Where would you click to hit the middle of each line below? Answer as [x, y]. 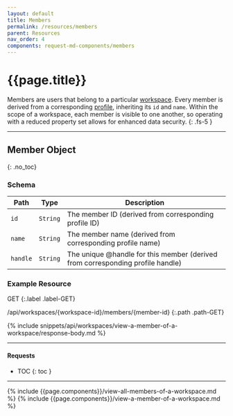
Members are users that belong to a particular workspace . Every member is [115, 99]
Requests [21, 356]
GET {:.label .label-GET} [41, 299]
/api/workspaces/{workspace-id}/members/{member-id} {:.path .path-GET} [116, 313]
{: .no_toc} [22, 167]
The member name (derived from [121, 235]
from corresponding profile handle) [124, 263]
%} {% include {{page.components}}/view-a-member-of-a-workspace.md [114, 398]
